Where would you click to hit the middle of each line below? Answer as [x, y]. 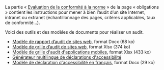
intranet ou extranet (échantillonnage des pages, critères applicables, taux [80, 17]
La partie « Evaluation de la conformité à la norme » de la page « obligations [82, 7]
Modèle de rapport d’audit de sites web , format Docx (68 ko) [73, 42]
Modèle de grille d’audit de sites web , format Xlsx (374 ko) [71, 47]
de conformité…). [23, 23]
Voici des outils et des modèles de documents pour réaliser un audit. [74, 32]
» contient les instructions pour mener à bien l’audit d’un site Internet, [75, 12]
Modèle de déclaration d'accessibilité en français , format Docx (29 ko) [83, 62]
